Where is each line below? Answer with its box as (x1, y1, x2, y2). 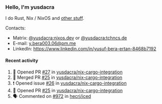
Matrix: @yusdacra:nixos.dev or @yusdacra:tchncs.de (12, 35, 127, 41)
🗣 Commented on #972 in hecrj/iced (12, 93, 91, 99)
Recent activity (5, 57, 38, 63)
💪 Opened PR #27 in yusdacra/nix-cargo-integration (12, 69, 123, 75)
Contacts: (5, 25, 26, 31)
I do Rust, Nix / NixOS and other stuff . (5, 15, 84, 21)
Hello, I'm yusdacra (5, 4, 55, 11)
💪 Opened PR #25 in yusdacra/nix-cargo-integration (12, 87, 123, 93)
